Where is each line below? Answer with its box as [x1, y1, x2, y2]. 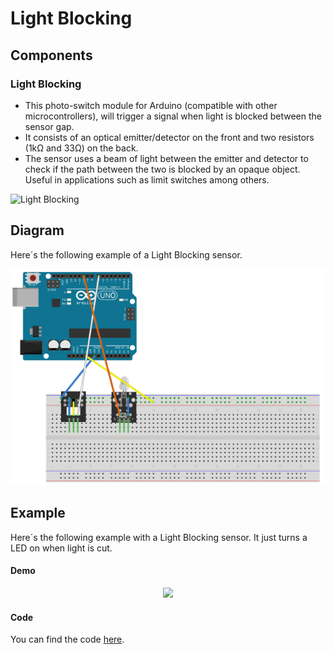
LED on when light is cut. [10, 542, 113, 554]
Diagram [10, 222, 65, 239]
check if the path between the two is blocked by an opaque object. [24, 163, 301, 175]
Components [10, 47, 93, 64]
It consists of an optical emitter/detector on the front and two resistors [24, 131, 315, 143]
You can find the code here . [10, 633, 125, 646]
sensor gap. [24, 120, 75, 132]
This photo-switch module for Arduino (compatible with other [24, 99, 278, 111]
